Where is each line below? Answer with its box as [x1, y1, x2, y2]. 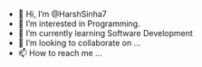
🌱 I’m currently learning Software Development [17, 28, 193, 38]
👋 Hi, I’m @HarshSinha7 [17, 9, 107, 19]
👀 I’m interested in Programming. [17, 18, 140, 29]
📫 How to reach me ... [17, 48, 102, 58]
